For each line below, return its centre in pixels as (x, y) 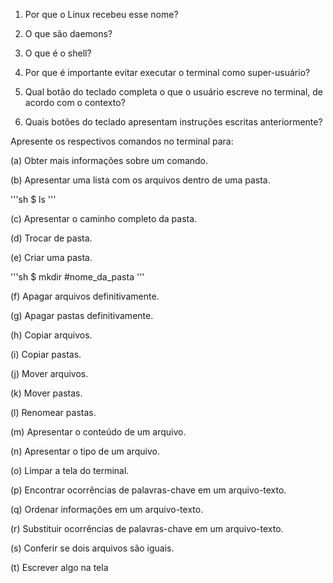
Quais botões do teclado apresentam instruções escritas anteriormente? (173, 122)
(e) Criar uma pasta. (51, 257)
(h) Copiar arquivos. (51, 335)
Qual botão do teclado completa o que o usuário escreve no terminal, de (173, 92)
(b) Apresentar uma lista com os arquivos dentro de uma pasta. (140, 180)
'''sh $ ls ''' (33, 199)
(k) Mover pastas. (46, 393)
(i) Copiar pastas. (46, 354)
